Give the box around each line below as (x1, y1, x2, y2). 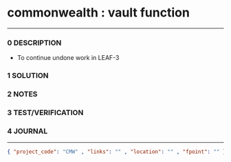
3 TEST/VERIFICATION (7, 108, 84, 117)
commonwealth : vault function (7, 5, 190, 21)
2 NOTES (7, 90, 38, 99)
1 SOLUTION (7, 71, 49, 81)
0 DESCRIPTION (7, 38, 62, 48)
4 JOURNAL (7, 126, 48, 136)
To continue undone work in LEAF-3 (16, 54, 120, 62)
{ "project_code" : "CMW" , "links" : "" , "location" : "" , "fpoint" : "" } (7, 148, 226, 156)
